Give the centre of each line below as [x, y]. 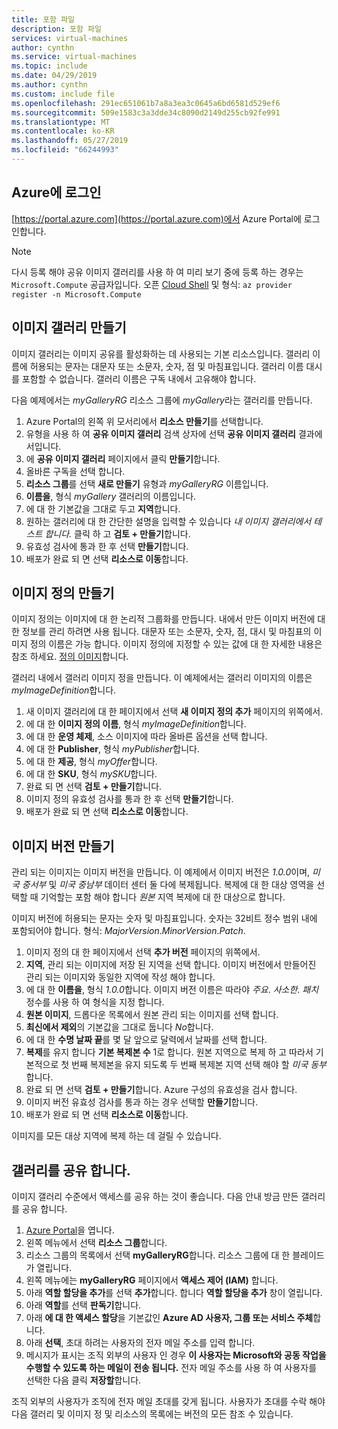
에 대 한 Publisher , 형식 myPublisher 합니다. [113, 749]
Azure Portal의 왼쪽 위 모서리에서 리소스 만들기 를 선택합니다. [144, 421]
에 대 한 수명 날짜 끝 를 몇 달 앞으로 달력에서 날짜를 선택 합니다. [146, 1040]
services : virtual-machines [70, 38]
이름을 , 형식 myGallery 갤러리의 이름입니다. [111, 496]
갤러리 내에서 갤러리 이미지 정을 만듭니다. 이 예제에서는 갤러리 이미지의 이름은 [162, 678]
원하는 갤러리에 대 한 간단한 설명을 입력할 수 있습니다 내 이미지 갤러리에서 [168, 521]
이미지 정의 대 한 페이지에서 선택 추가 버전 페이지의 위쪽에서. [143, 952]
